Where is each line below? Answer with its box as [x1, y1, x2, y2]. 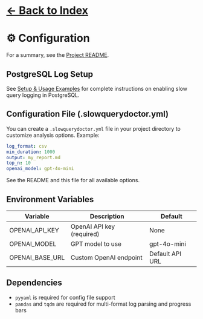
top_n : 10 [6, 160, 31, 166]
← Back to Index [6, 4, 89, 18]
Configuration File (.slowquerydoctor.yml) [6, 109, 169, 119]
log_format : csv [6, 143, 47, 149]
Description [89, 212, 124, 220]
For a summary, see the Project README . [6, 51, 109, 59]
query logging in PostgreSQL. [6, 91, 80, 99]
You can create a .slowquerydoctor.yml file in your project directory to [6, 125, 181, 132]
